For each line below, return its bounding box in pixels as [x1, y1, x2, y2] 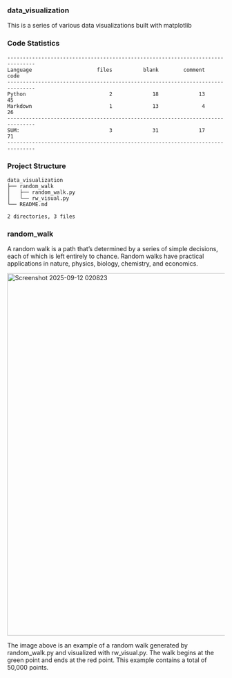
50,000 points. [7, 663, 49, 672]
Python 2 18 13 [7, 91, 206, 98]
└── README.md [7, 201, 48, 208]
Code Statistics [7, 39, 60, 48]
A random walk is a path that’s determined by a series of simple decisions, [7, 245, 219, 253]
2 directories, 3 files [7, 213, 76, 220]
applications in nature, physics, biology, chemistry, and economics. [7, 259, 198, 268]
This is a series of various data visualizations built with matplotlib [7, 21, 192, 30]
